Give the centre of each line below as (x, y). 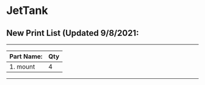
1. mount (22, 66)
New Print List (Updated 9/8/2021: (73, 33)
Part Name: (26, 56)
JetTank (27, 11)
